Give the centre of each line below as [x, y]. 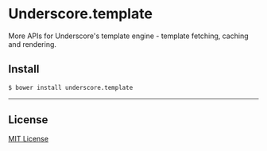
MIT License [29, 139]
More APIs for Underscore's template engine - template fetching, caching [128, 36]
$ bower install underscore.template [71, 87]
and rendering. [33, 44]
